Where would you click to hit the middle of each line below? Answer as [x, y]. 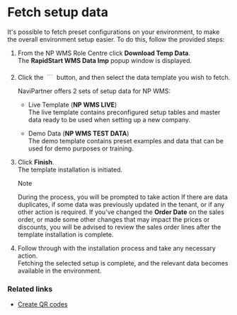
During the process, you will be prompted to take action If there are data [123, 197]
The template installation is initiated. [70, 170]
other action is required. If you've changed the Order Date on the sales [121, 212]
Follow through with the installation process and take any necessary [116, 248]
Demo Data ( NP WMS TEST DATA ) [79, 133]
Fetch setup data [58, 12]
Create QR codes [42, 304]
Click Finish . [36, 162]
